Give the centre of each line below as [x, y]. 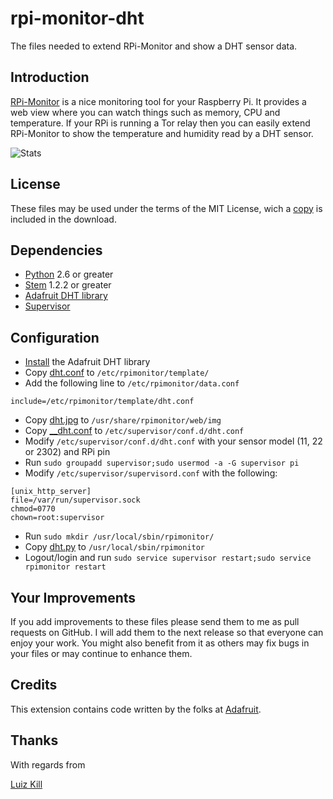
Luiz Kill [26, 784]
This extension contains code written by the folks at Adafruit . [136, 709]
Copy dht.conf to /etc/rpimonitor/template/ [117, 373]
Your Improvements [73, 597]
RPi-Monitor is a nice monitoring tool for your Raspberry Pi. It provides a [158, 101]
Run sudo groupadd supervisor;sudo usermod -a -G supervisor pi [162, 463]
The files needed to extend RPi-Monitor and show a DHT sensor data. [154, 46]
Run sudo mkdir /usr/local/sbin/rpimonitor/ [119, 536]
